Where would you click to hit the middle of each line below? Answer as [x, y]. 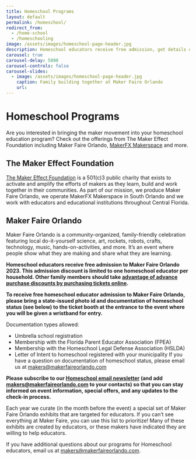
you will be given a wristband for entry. [55, 313]
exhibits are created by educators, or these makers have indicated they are [96, 427]
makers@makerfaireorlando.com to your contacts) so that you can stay [95, 385]
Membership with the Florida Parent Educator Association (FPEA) [93, 342]
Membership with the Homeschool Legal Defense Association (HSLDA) [100, 348]
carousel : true [24, 55]
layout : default [26, 17]
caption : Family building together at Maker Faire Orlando [90, 82]
